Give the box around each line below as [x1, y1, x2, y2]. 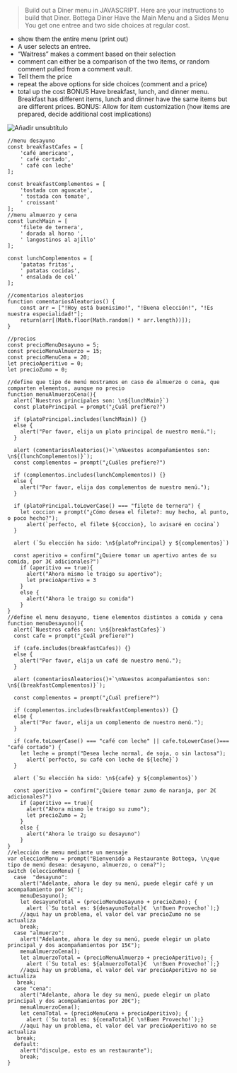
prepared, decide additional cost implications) [17, 110, 152, 118]
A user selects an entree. [17, 42, 91, 50]
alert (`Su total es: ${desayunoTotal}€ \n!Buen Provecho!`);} [25, 905, 220, 912]
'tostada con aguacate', [20, 187, 93, 194]
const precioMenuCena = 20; [7, 354, 91, 361]
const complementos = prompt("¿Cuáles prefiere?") [13, 459, 166, 466]
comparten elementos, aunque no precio [7, 385, 125, 392]
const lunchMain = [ [7, 218, 69, 225]
